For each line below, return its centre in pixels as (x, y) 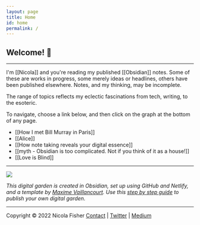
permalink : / (22, 28)
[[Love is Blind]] (34, 158)
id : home (17, 23)
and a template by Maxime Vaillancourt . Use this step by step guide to (93, 192)
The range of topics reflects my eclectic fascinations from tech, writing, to (97, 96)
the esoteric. (22, 103)
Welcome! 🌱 (29, 52)
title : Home (21, 17)
